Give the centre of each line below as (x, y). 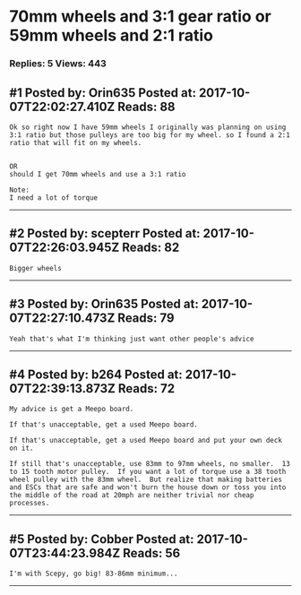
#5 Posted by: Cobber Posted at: (102, 539)
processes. (30, 504)
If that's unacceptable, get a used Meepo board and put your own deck (146, 441)
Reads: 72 (146, 388)
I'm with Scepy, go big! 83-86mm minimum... (94, 574)
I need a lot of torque (54, 198)
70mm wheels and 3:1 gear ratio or (140, 17)
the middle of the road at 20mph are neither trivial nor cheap (132, 496)
